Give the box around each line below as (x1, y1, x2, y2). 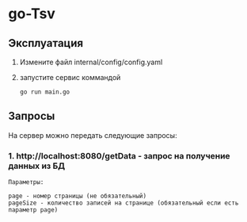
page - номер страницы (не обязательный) (8, 192, 147, 201)
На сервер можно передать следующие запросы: (8, 130, 177, 140)
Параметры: (8, 178, 44, 186)
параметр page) (8, 206, 59, 214)
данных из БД (8, 160, 66, 171)
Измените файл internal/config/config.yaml (19, 57, 163, 67)
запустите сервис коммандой (19, 73, 121, 82)
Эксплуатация (8, 36, 84, 50)
